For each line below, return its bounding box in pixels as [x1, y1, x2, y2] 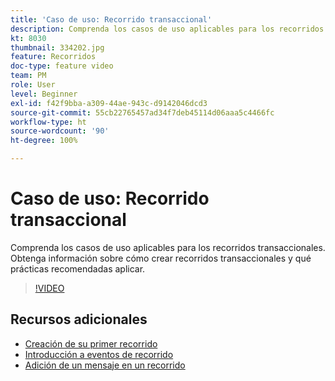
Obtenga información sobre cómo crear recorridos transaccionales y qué [10, 252, 312, 264]
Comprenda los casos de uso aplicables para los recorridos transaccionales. [10, 241, 326, 253]
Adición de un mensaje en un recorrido [24, 359, 186, 371]
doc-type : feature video [10, 61, 114, 71]
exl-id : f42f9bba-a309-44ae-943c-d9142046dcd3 [10, 98, 208, 108]
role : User [10, 80, 56, 90]
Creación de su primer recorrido [24, 337, 158, 350]
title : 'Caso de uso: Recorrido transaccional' [10, 14, 213, 25]
